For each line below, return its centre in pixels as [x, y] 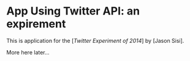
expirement [36, 24]
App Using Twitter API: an [73, 11]
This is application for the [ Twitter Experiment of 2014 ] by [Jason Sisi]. [95, 40]
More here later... [28, 52]
